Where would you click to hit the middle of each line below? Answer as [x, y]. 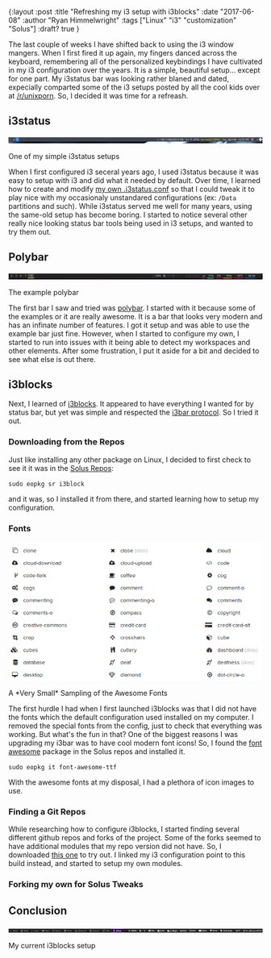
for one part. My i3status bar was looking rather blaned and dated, [119, 79]
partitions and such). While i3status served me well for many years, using [130, 206]
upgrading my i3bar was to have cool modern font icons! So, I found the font [135, 743]
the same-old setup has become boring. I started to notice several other [128, 215]
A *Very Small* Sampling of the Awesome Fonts [88, 694]
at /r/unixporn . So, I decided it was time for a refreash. [98, 96]
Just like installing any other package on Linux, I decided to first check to [130, 460]
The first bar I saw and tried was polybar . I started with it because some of [132, 308]
